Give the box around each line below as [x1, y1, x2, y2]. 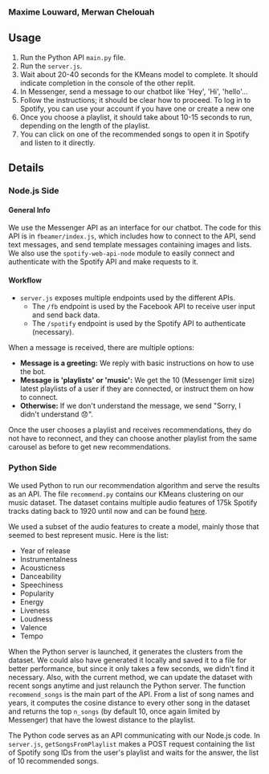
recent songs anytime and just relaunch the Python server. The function [8, 681, 247, 690]
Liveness [19, 605, 51, 615]
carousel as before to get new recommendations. [8, 442, 171, 452]
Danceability [19, 571, 62, 580]
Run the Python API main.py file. [19, 52, 126, 62]
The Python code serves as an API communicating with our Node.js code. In [8, 730, 261, 740]
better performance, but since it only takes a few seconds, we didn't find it [8, 663, 255, 673]
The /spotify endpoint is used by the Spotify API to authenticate [31, 319, 247, 328]
